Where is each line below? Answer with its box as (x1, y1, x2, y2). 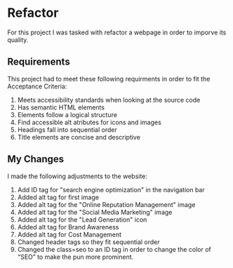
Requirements (7, 56, 70, 68)
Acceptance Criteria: (7, 82, 67, 91)
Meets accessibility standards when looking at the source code (17, 95, 201, 104)
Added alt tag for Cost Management (17, 230, 121, 239)
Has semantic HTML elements (17, 103, 105, 112)
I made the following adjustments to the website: (7, 172, 147, 180)
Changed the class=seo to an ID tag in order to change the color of (17, 245, 212, 253)
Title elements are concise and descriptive (17, 133, 140, 141)
